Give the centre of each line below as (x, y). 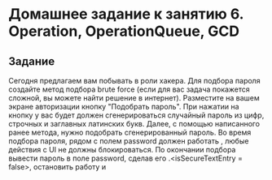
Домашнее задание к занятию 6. (126, 14)
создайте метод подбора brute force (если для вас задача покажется (129, 89)
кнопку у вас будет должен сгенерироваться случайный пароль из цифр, (136, 115)
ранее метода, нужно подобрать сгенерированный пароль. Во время (130, 132)
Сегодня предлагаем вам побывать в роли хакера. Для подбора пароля (134, 81)
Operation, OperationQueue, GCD (124, 31)
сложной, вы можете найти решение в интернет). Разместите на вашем (134, 98)
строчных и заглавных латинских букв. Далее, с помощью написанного (134, 124)
